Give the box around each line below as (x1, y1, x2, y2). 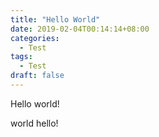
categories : (10, 33, 60, 43)
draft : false (10, 71, 65, 81)
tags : (10, 52, 33, 62)
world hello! (10, 117, 59, 129)
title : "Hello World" (10, 14, 101, 25)
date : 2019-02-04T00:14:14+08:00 (10, 24, 150, 34)
